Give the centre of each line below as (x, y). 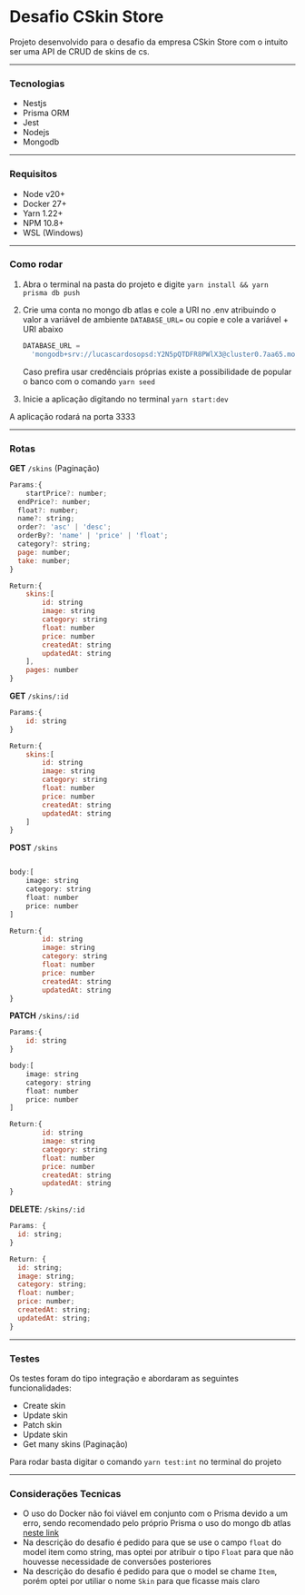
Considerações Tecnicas (65, 1493)
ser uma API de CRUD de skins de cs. (79, 51)
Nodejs (36, 133)
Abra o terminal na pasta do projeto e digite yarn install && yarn (146, 284)
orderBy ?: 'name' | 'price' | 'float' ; (93, 536)
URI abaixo (43, 329)
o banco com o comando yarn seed (89, 381)
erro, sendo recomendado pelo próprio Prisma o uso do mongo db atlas (157, 1523)
